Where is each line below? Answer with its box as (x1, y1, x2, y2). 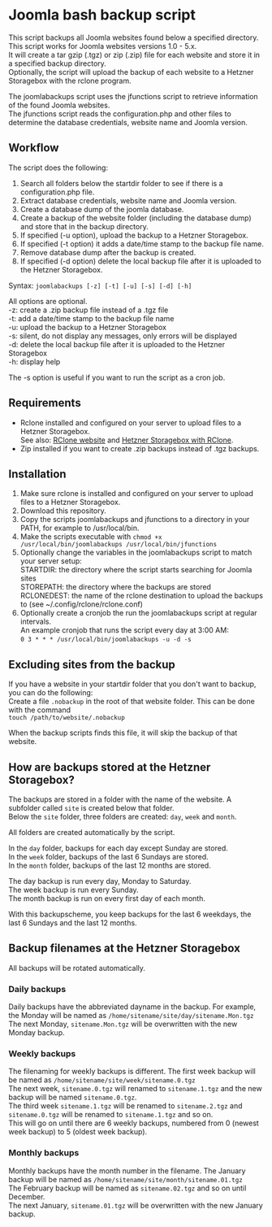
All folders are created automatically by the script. (8, 828, 175, 837)
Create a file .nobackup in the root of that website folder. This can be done (8, 697, 256, 707)
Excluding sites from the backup (8, 657, 176, 672)
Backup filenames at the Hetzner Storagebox (8, 942, 241, 955)
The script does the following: (8, 163, 108, 172)
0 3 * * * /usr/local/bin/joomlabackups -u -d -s (19, 636, 192, 644)
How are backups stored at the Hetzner (8, 760, 211, 774)
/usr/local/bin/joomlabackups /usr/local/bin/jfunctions (19, 541, 218, 549)
